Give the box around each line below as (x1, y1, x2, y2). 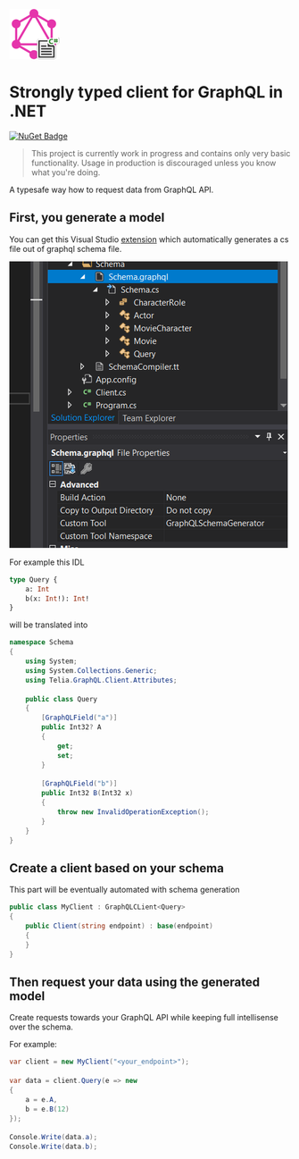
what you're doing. (30, 166, 101, 178)
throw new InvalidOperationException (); (56, 808, 210, 817)
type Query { (9, 575, 58, 584)
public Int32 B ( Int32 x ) (41, 789, 134, 798)
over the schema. (9, 1021, 74, 1032)
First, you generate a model (9, 210, 165, 225)
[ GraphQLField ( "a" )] (41, 713, 118, 723)
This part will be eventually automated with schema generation (9, 885, 240, 895)
